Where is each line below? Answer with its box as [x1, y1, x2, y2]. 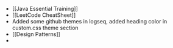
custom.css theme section [12, 24, 79, 31]
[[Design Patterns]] [12, 31, 61, 38]
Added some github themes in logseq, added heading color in [12, 18, 168, 25]
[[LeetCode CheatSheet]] [12, 11, 76, 19]
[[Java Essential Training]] [12, 5, 78, 12]
